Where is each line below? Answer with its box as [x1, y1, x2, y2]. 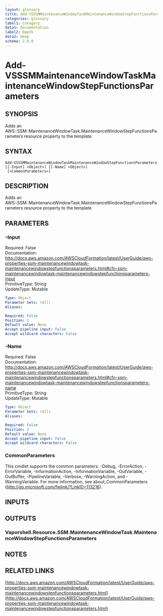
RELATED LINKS [5, 567, 54, 575]
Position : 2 [5, 427, 29, 432]
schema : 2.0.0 [5, 39, 34, 44]
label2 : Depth [5, 30, 34, 35]
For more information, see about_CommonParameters [40, 478, 148, 484]
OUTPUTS [5, 514, 36, 523]
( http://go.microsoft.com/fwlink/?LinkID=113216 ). [5, 484, 103, 490]
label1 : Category [5, 20, 40, 26]
